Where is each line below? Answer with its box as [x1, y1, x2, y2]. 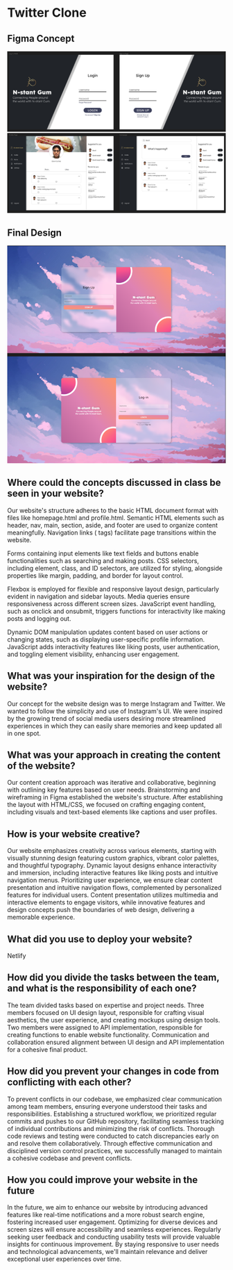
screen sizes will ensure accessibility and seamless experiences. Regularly [7, 1226, 221, 1234]
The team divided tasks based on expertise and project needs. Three [7, 1001, 205, 1009]
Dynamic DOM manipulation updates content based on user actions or [7, 628, 208, 636]
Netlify [7, 951, 26, 960]
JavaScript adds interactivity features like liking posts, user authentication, [7, 642, 221, 651]
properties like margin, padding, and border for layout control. [7, 571, 184, 580]
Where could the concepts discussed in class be [7, 477, 221, 489]
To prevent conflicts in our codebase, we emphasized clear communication [7, 1095, 223, 1103]
